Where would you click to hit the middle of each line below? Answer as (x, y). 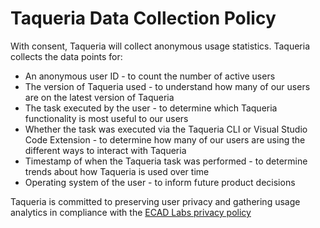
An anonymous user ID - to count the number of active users (150, 76)
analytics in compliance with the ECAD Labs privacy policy (131, 212)
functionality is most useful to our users (106, 118)
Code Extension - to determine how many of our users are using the (165, 139)
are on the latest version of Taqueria (99, 97)
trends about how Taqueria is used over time (117, 171)
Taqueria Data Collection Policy (143, 18)
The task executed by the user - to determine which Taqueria (151, 108)
